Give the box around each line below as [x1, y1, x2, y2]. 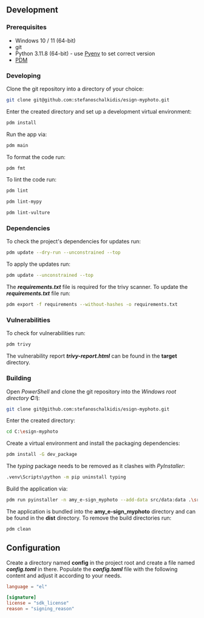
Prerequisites [6, 23, 47, 32]
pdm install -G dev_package [6, 452, 78, 458]
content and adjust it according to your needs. [6, 572, 122, 579]
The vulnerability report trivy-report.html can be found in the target [6, 352, 177, 360]
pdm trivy [6, 341, 32, 348]
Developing [6, 71, 41, 80]
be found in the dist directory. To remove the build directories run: [6, 514, 172, 521]
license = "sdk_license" [6, 600, 69, 606]
